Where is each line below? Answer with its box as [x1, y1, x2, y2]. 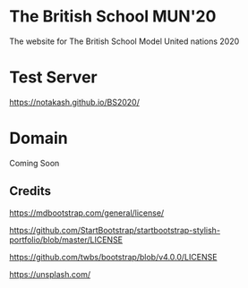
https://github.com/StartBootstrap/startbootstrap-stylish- [9, 224, 221, 235]
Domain [9, 128, 69, 148]
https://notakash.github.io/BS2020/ [9, 97, 141, 107]
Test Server [9, 67, 98, 88]
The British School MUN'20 [9, 6, 217, 27]
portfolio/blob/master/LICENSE [9, 234, 124, 245]
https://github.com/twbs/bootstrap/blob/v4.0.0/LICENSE [9, 251, 218, 262]
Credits [9, 183, 52, 199]
